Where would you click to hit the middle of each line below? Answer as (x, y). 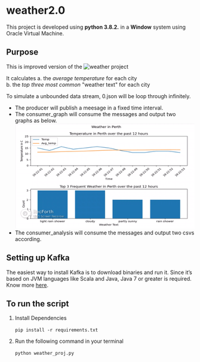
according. (28, 239)
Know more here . (27, 285)
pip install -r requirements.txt (56, 330)
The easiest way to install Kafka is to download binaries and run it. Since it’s (99, 272)
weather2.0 (36, 10)
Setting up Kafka (38, 258)
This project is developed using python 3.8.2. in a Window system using (96, 27)
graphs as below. (36, 120)
